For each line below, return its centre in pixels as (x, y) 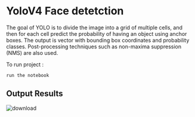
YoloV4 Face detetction (65, 11)
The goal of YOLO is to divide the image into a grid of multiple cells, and (95, 27)
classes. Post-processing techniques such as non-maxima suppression (94, 47)
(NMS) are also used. (32, 53)
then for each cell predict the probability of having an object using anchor (97, 33)
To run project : (25, 64)
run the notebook (28, 75)
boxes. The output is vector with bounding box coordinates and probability (98, 40)
